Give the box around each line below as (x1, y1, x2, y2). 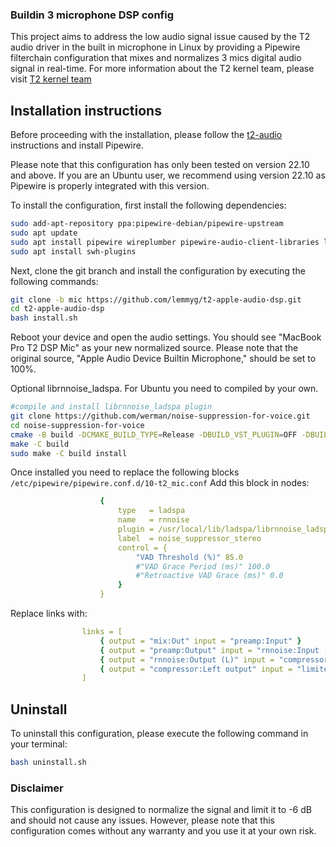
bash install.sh (10, 313, 78, 323)
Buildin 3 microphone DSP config (10, 8, 174, 22)
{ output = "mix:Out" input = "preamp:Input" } (99, 636, 302, 646)
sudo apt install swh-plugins (10, 246, 137, 257)
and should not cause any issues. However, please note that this (10, 814, 275, 827)
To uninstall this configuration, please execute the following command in (10, 728, 309, 740)
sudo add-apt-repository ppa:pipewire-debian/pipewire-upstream (10, 219, 284, 229)
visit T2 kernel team (10, 73, 92, 85)
